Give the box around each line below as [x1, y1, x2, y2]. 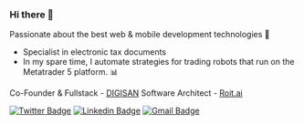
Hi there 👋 [9, 8, 55, 21]
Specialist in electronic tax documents [22, 47, 167, 57]
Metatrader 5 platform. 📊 [22, 67, 119, 78]
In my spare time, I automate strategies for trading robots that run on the [22, 57, 295, 68]
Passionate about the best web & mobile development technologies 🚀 [9, 29, 270, 40]
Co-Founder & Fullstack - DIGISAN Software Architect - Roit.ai [9, 88, 244, 99]
